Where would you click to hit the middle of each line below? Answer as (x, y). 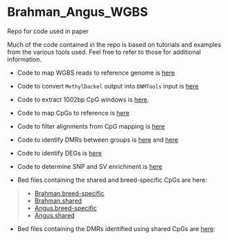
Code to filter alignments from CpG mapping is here (91, 126)
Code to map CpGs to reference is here (73, 113)
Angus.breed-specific (65, 207)
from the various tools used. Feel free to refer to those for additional (104, 52)
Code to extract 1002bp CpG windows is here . (83, 99)
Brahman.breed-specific (69, 193)
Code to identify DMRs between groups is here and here (98, 140)
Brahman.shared (58, 201)
